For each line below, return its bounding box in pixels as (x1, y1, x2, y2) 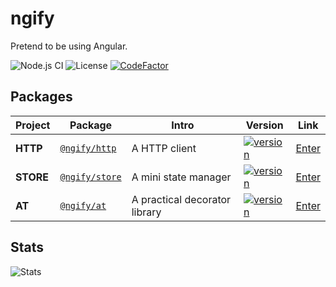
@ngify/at (59, 200, 107, 211)
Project (15, 118, 51, 132)
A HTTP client (131, 141, 197, 155)
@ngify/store (59, 171, 122, 182)
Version (245, 118, 284, 132)
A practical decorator (131, 192, 232, 206)
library (131, 205, 162, 219)
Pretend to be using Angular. (10, 40, 128, 52)
